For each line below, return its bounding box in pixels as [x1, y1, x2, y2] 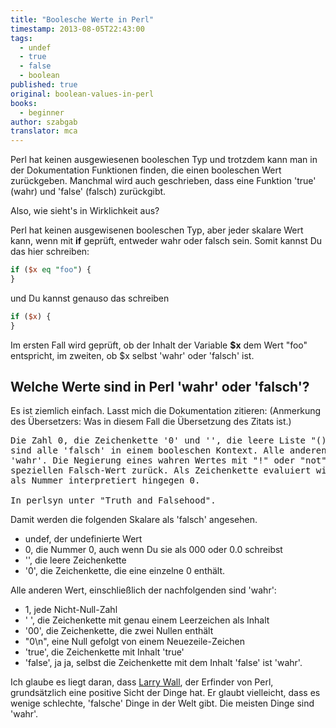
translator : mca [10, 126, 78, 136]
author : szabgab [10, 117, 78, 127]
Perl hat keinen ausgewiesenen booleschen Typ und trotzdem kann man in [10, 154, 318, 166]
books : [10, 98, 38, 108]
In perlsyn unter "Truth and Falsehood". [10, 495, 217, 506]
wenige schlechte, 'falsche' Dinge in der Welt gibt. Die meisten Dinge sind [10, 697, 315, 710]
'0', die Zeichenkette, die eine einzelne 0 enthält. [24, 565, 226, 577]
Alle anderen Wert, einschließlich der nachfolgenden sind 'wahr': [10, 584, 277, 596]
